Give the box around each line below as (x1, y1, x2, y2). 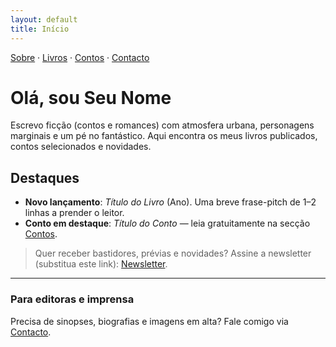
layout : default (10, 14, 78, 25)
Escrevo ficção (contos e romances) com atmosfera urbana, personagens (10, 119, 315, 131)
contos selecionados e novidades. (10, 141, 152, 153)
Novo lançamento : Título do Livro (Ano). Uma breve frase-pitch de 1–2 (24, 196, 317, 208)
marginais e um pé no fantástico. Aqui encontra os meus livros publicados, (10, 130, 318, 142)
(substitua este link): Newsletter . (34, 258, 168, 270)
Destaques (10, 169, 80, 186)
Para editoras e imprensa (10, 292, 135, 306)
